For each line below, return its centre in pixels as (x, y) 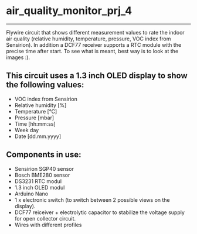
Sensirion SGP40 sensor (44, 168)
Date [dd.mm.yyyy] (38, 136)
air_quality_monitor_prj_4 (69, 11)
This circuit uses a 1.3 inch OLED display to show (97, 76)
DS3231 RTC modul (38, 181)
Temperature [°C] (36, 111)
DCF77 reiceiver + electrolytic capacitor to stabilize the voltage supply (99, 212)
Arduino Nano (31, 194)
